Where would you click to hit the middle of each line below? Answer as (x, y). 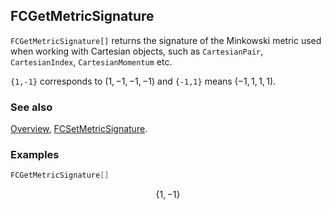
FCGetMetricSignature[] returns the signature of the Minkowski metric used (166, 40)
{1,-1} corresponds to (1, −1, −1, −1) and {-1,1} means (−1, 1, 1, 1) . (143, 81)
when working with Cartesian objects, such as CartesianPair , (137, 51)
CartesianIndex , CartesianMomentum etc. (91, 61)
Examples (35, 155)
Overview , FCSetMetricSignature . (79, 129)
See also (31, 107)
